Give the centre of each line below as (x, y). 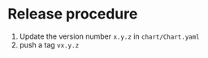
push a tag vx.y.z (49, 44)
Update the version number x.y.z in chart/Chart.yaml (109, 36)
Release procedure (73, 14)
